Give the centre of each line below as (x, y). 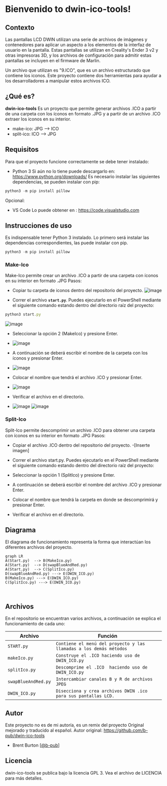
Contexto (20, 28)
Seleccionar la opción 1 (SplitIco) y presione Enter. (64, 475)
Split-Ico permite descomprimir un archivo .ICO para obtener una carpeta (80, 430)
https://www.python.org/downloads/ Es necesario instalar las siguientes (86, 176)
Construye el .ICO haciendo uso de (98, 656)
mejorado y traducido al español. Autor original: (54, 730)
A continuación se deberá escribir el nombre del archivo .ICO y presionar (87, 485)
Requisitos (22, 149)
